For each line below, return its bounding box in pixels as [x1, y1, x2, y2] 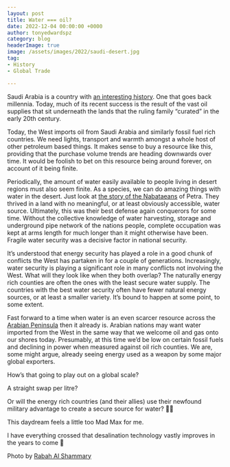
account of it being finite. [7, 164, 78, 172]
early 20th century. [7, 114, 62, 122]
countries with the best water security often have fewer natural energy [7, 286, 207, 294]
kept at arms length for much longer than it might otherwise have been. [7, 228, 209, 237]
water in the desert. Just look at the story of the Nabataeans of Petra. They [7, 192, 220, 200]
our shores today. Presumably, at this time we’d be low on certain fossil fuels [7, 335, 224, 343]
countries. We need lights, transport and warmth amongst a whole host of [7, 135, 216, 143]
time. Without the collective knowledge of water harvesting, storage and [7, 214, 211, 222]
